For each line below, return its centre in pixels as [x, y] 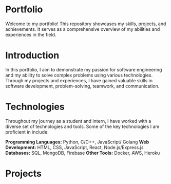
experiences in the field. [31, 34]
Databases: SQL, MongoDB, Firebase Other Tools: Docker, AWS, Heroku [83, 153]
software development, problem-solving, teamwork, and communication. [82, 86]
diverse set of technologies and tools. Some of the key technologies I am [82, 126]
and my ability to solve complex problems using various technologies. [79, 75]
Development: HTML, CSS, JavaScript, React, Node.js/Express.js [74, 147]
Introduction [32, 56]
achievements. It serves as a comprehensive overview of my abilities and [83, 29]
